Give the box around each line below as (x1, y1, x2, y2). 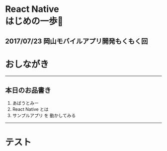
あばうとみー (12, 100, 39, 106)
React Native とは (12, 106, 49, 112)
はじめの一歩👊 (5, 16, 64, 27)
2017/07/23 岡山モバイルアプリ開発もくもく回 (5, 37, 148, 45)
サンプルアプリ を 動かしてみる (12, 113, 76, 119)
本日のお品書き (5, 86, 51, 94)
